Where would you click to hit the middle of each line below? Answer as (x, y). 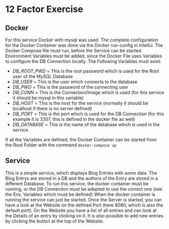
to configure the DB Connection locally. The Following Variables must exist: (83, 61)
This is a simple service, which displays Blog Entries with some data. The (81, 173)
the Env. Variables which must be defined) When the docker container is (80, 194)
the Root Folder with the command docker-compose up (61, 145)
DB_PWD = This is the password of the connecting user (70, 87)
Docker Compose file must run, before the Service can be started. (74, 51)
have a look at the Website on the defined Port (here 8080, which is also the (84, 205)
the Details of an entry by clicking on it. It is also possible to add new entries (84, 215)
